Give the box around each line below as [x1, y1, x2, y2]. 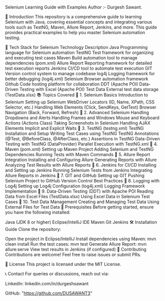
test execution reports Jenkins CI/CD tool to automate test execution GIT [5, 65, 153, 71]
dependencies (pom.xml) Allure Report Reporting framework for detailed [5, 60, 152, 66]
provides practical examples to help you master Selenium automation [5, 30, 145, 35]
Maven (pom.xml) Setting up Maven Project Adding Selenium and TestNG [5, 146, 154, 152]
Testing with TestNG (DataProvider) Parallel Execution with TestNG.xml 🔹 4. [5, 141, 158, 147]
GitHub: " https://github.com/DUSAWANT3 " [5, 290, 93, 296]
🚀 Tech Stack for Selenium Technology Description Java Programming [5, 44, 148, 50]
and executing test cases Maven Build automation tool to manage [5, 55, 138, 61]
